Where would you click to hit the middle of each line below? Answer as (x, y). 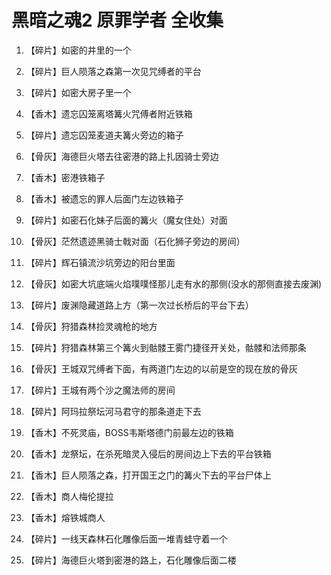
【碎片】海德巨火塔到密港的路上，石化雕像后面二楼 (131, 560)
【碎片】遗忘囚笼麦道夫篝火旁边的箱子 (104, 135)
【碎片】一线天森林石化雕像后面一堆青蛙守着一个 (126, 538)
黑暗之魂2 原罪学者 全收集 (117, 20)
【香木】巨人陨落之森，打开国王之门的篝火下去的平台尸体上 (148, 475)
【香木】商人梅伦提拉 (69, 496)
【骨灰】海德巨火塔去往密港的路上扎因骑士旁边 (122, 156)
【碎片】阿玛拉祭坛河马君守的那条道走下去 (113, 411)
